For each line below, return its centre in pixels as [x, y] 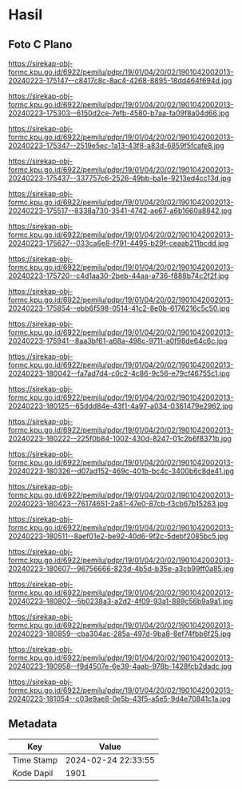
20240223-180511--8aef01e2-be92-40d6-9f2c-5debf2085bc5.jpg [119, 536]
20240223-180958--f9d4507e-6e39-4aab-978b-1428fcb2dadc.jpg [120, 666]
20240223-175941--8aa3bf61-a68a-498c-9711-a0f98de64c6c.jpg [118, 341]
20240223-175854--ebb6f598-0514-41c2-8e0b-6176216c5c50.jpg [119, 308]
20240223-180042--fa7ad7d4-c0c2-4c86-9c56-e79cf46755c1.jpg [119, 373]
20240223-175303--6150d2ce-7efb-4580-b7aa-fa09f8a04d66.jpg [119, 113]
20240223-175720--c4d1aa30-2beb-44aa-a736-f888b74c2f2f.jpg [119, 276]
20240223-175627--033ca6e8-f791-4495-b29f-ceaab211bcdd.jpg [119, 243]
